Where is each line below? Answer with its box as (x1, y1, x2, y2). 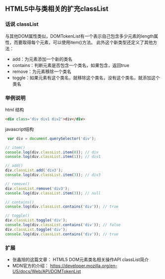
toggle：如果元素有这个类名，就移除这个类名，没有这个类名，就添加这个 (12, 74, 160, 80)
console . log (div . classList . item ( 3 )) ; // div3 (5, 173, 101, 178)
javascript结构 (5, 126, 34, 132)
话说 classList (5, 21, 39, 28)
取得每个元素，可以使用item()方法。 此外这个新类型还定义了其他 (22, 39, 153, 45)
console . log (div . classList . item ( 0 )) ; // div (5, 149, 99, 155)
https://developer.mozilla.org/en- (50, 263, 117, 269)
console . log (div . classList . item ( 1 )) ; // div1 (5, 154, 101, 159)
